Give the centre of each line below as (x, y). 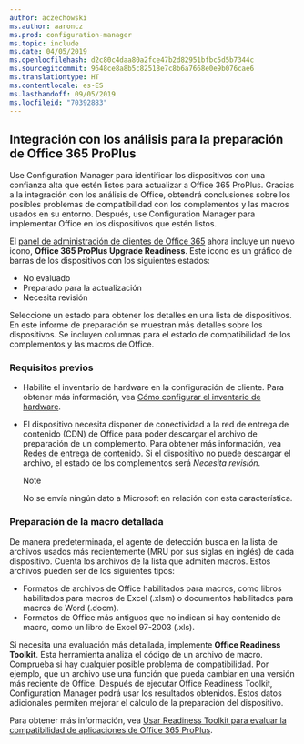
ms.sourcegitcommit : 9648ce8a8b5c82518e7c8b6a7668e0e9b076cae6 (132, 69)
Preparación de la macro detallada (86, 522)
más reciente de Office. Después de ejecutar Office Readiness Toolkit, (141, 683)
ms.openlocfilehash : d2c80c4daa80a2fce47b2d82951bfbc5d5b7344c (132, 60)
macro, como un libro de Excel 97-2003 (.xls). (109, 627)
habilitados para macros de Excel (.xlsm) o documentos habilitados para (158, 598)
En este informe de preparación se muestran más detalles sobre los (136, 325)
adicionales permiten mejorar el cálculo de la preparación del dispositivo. (147, 702)
